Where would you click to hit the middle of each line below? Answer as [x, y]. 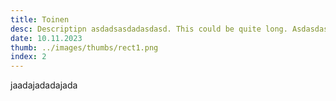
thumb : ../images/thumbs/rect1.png [84, 47]
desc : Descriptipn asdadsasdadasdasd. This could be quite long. [149, 29]
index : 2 [28, 57]
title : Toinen [40, 19]
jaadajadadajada [44, 85]
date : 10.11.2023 [46, 38]
